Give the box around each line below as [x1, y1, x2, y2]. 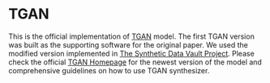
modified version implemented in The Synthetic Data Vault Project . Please [8, 48, 255, 58]
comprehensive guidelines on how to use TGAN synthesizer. [8, 65, 210, 75]
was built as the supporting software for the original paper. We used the [8, 39, 249, 49]
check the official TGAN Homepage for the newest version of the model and [8, 57, 262, 67]
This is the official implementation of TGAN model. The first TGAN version [8, 31, 255, 41]
